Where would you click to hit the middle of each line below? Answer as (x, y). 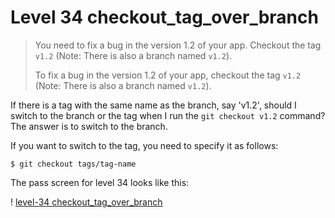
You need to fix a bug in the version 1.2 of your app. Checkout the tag (178, 45)
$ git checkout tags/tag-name (73, 164)
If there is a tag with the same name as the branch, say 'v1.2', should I (153, 105)
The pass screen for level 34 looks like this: (100, 182)
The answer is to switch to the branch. (89, 126)
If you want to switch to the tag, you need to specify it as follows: (144, 145)
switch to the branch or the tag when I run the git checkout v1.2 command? (168, 115)
